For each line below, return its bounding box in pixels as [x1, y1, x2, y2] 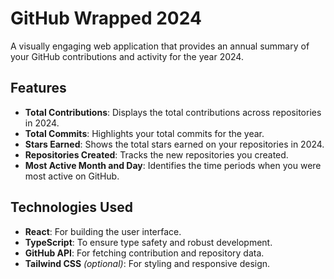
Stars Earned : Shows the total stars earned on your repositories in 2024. [24, 138, 325, 150]
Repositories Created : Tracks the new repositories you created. [24, 148, 289, 161]
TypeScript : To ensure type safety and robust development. [24, 236, 273, 248]
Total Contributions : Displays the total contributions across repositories [24, 106, 322, 118]
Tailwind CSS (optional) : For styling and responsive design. [24, 257, 271, 269]
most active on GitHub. [24, 170, 120, 182]
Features [10, 80, 67, 97]
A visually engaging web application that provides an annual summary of [10, 40, 310, 52]
